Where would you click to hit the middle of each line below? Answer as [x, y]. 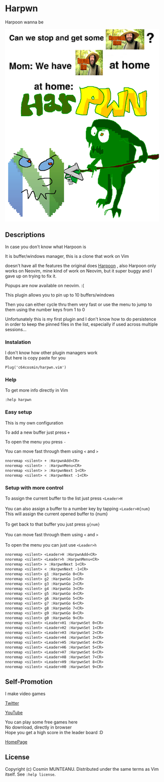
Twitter [12, 703]
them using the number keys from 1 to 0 [45, 309]
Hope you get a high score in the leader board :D [54, 732]
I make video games [25, 694]
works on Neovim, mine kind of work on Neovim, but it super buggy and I [79, 271]
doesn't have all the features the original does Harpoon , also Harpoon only [81, 265]
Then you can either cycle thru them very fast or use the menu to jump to [79, 304]
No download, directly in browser [39, 727]
